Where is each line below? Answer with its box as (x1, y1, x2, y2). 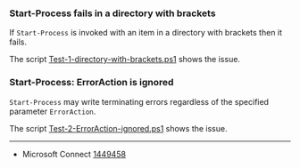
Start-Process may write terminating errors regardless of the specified (9, 96, 270, 107)
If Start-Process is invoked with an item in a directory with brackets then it (9, 28, 283, 38)
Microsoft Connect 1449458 (21, 148, 127, 159)
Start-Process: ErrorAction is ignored (9, 76, 174, 89)
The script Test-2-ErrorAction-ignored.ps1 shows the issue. (9, 123, 228, 133)
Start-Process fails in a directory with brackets (9, 7, 216, 20)
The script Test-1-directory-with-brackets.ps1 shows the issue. (9, 54, 241, 65)
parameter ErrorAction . (9, 106, 96, 116)
